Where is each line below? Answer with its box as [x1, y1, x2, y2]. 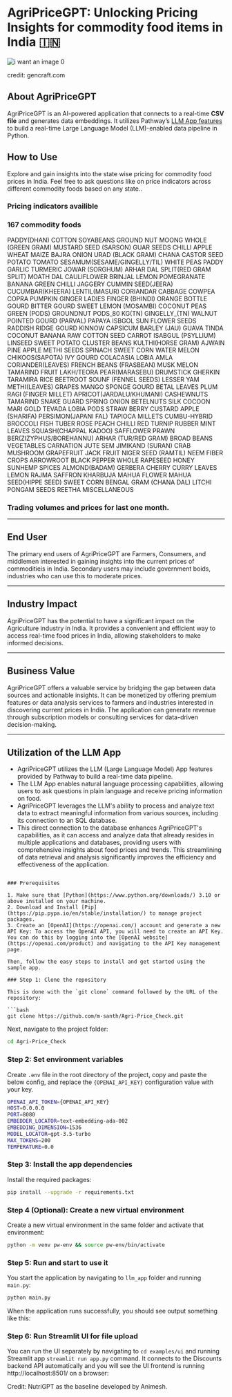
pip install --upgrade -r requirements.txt [7, 1188, 135, 1196]
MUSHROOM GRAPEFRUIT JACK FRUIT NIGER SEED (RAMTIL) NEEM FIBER [7, 448, 223, 457]
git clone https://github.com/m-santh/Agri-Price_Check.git [7, 1013, 184, 1020]
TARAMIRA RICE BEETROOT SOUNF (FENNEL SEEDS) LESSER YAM [7, 375, 200, 383]
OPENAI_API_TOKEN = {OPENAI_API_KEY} [7, 1099, 110, 1105]
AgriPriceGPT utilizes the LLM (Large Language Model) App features [17, 765, 213, 773]
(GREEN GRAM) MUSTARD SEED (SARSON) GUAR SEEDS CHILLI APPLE [7, 243, 213, 251]
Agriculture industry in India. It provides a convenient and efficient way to [7, 624, 216, 632]
